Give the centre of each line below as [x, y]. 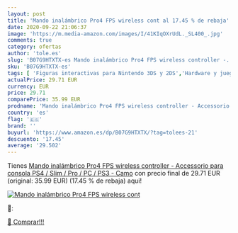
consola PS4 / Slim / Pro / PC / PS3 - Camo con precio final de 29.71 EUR [114, 174]
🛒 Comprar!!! [26, 222]
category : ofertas [34, 47]
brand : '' [22, 126]
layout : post [27, 14]
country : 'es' [28, 113]
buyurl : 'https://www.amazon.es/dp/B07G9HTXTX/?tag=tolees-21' [103, 132]
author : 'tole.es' [34, 54]
